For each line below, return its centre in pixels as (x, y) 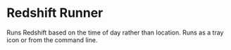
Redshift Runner (55, 13)
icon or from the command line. (52, 39)
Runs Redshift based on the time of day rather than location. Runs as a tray (115, 32)
